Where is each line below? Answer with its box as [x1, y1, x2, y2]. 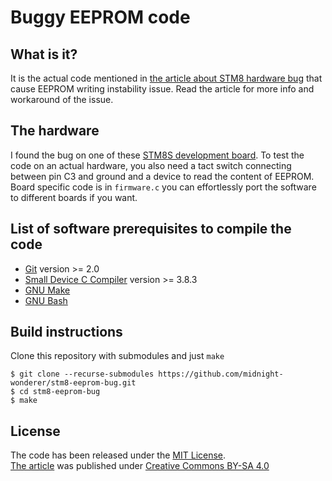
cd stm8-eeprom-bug [19, 387, 101, 397]
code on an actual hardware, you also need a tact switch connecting [10, 159, 292, 171]
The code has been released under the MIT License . [10, 449, 227, 461]
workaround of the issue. [10, 94, 114, 105]
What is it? [10, 46, 78, 63]
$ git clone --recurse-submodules [10, 369, 155, 380]
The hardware [10, 122, 100, 140]
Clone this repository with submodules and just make [10, 350, 225, 362]
